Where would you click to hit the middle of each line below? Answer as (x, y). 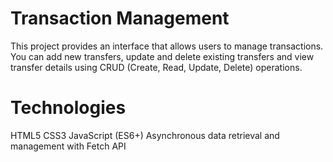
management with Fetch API (68, 146)
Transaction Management (120, 18)
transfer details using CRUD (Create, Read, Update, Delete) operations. (156, 67)
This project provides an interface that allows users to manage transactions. (167, 46)
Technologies (68, 108)
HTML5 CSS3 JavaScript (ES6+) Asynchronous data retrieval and (145, 135)
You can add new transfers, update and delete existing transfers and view (162, 56)
